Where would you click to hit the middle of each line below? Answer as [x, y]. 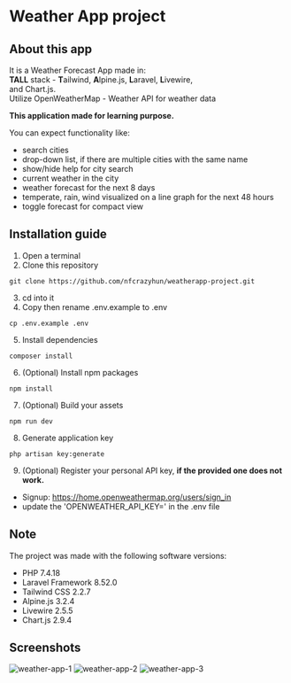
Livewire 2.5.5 [47, 610]
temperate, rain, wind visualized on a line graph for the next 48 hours [148, 197]
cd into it [38, 298]
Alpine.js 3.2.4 [48, 601]
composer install [41, 356]
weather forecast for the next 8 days [88, 187]
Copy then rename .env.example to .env [95, 307]
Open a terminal [51, 255]
